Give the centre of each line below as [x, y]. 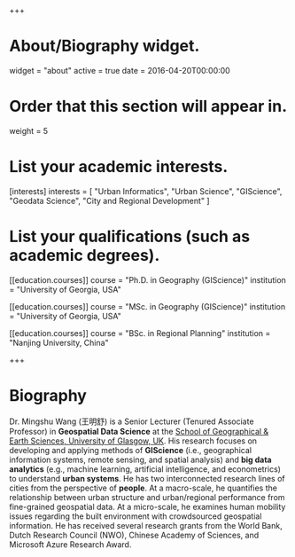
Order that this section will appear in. [148, 106]
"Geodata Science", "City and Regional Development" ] [109, 200]
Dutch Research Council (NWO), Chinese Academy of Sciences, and [134, 535]
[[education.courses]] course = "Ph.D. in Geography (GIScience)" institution [147, 279]
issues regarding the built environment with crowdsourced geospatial [136, 516]
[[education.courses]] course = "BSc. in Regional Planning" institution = [140, 333]
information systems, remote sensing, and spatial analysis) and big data [140, 459]
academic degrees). [85, 255]
